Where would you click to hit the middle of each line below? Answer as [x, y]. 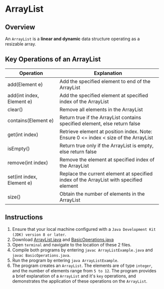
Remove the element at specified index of [107, 159]
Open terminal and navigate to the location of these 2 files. [72, 245]
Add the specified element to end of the [105, 81]
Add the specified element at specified [104, 95]
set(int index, [22, 177]
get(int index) [23, 134]
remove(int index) [28, 162]
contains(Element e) [31, 120]
